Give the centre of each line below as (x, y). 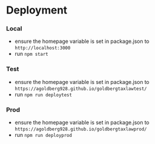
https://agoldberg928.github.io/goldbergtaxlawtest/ (81, 89)
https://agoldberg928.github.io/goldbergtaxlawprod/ (81, 129)
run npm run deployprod (43, 135)
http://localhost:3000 (42, 48)
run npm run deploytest (43, 94)
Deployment (37, 10)
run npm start (31, 54)
